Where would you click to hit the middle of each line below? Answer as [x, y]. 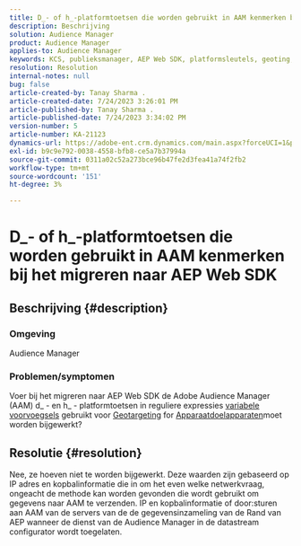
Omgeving [33, 333]
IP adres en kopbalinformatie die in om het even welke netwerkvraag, [137, 484]
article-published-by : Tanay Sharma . [82, 110]
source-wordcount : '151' [56, 176]
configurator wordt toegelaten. [66, 532]
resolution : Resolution [54, 68]
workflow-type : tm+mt [50, 168]
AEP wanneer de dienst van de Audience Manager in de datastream [134, 523]
